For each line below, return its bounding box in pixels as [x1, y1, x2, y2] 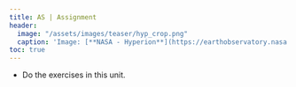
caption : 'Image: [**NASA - [17, 37, 121, 47]
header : [9, 21, 38, 30]
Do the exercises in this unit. [21, 69, 126, 80]
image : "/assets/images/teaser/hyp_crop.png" [17, 29, 189, 38]
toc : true [9, 46, 46, 54]
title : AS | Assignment [9, 12, 97, 22]
